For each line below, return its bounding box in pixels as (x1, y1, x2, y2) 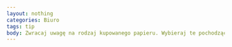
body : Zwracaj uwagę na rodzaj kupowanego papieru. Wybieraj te (6, 29, 196, 37)
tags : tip (6, 23, 35, 30)
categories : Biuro (6, 17, 60, 23)
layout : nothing (6, 10, 53, 17)
